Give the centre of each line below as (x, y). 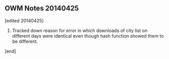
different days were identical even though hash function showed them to (88, 36)
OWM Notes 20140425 (42, 8)
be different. (25, 41)
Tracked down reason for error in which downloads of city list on (80, 31)
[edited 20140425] (24, 20)
